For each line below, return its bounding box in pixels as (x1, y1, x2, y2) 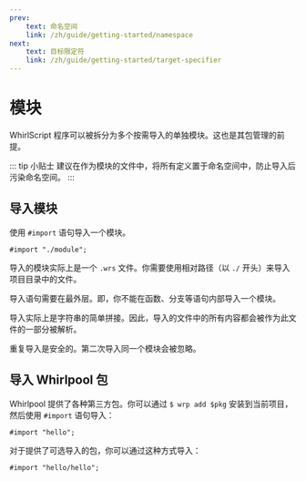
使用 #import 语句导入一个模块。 (9, 227, 130, 238)
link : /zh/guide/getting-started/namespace (25, 30, 194, 39)
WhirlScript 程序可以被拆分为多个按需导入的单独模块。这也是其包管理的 (9, 129, 278, 140)
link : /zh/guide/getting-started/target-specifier (25, 56, 222, 65)
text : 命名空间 (25, 22, 78, 31)
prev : (9, 13, 30, 23)
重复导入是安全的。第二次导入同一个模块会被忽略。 (9, 343, 201, 353)
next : (9, 38, 30, 48)
